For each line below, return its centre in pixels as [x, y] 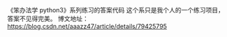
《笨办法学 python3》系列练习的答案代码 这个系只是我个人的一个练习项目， [116, 10]
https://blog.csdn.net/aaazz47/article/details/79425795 [87, 26]
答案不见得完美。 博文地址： [48, 18]
